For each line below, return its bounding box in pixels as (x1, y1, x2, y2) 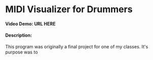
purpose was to (5, 49, 38, 55)
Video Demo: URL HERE (5, 20, 56, 26)
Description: (5, 32, 32, 39)
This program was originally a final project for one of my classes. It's (5, 43, 148, 49)
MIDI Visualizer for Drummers (5, 4, 133, 15)
